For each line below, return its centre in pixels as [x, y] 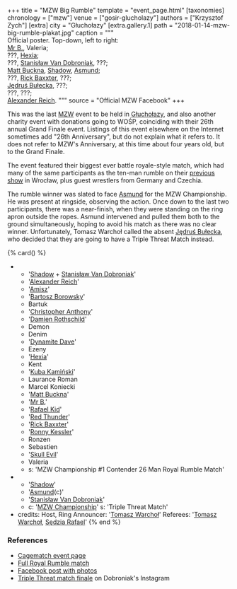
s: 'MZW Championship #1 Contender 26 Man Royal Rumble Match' [126, 469]
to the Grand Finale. [36, 152]
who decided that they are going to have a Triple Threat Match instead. [111, 239]
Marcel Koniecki [52, 387]
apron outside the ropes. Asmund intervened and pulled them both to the [114, 216]
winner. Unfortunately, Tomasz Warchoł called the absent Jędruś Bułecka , [115, 232]
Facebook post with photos [57, 571]
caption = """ [95, 33]
